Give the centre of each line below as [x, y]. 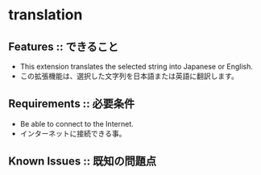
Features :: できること [64, 46]
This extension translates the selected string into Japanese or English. [137, 67]
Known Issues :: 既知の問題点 [83, 162]
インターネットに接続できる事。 [73, 133]
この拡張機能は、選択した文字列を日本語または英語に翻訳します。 [129, 76]
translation [46, 15]
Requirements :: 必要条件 [72, 104]
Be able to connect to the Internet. [77, 123]
